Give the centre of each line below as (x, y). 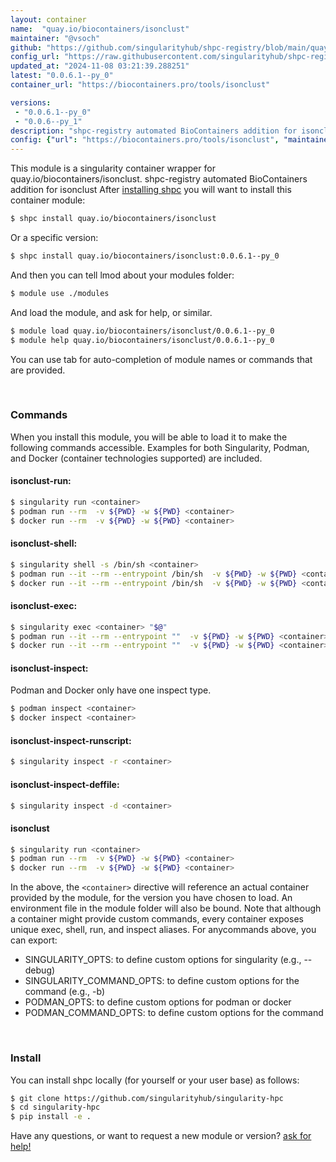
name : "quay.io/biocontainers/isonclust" (100, 29)
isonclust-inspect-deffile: (65, 784)
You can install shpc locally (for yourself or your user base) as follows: (155, 1080)
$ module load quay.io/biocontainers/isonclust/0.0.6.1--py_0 (142, 331)
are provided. (38, 370)
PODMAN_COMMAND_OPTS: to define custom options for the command (174, 1013)
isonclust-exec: (44, 606)
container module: (48, 200)
